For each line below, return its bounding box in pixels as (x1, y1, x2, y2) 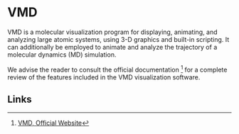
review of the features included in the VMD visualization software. (7, 72, 201, 82)
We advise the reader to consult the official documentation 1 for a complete (7, 64, 228, 74)
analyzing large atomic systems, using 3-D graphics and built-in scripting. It (7, 35, 230, 43)
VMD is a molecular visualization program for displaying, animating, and (7, 28, 218, 36)
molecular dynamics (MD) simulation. (7, 50, 117, 59)
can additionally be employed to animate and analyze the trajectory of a (7, 43, 218, 51)
